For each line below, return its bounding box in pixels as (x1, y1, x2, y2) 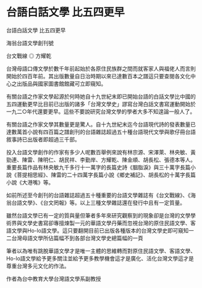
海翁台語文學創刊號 (6, 39, 54, 46)
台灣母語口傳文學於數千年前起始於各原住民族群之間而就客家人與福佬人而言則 (6, 64, 196, 72)
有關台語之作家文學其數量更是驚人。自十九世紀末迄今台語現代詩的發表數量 (6, 121, 191, 128)
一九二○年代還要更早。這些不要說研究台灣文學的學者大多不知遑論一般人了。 (6, 108, 195, 115)
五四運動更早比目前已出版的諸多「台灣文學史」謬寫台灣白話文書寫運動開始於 (6, 100, 196, 107)
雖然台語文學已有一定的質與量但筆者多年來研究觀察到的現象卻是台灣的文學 (6, 211, 191, 219)
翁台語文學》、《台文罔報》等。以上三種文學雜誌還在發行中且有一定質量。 (6, 199, 185, 206)
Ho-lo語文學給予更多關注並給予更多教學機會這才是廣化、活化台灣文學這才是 (6, 254, 194, 262)
